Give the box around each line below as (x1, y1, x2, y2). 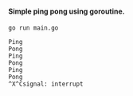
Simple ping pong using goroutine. (8, 6, 125, 16)
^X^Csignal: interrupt (8, 80, 84, 88)
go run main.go (8, 24, 59, 32)
